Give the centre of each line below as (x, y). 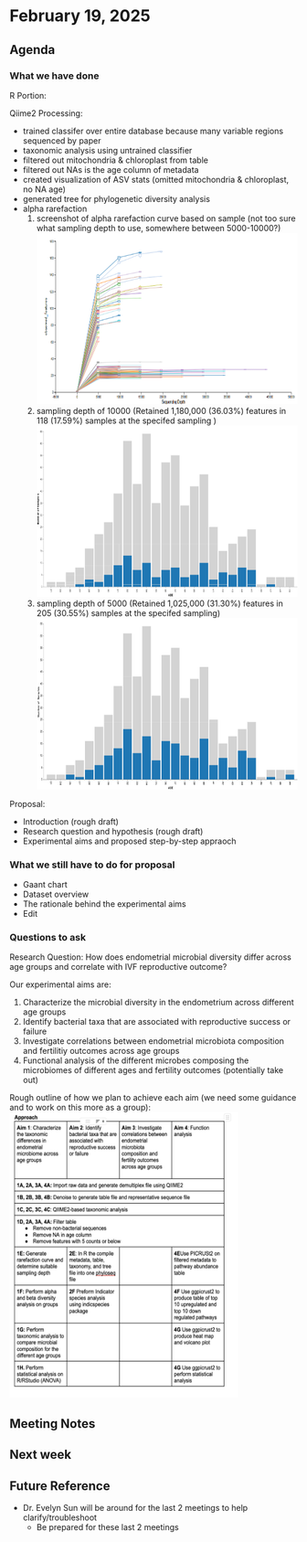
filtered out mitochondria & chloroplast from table (115, 160)
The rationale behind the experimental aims (104, 904)
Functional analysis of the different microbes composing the (136, 1060)
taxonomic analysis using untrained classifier (107, 150)
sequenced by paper (62, 140)
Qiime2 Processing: (46, 113)
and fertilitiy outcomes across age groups (101, 1051)
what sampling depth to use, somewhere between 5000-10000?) (159, 228)
